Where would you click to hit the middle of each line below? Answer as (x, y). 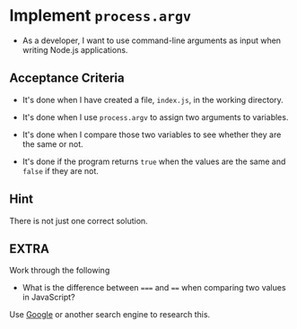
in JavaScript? (48, 298)
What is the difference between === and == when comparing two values (154, 288)
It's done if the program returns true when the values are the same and (154, 161)
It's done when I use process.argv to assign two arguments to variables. (155, 117)
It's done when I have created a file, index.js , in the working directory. (153, 100)
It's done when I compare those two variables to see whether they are (152, 134)
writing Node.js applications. (75, 49)
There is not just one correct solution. (79, 221)
